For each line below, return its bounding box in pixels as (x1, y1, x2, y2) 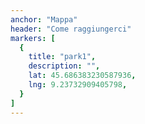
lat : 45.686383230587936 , (28, 71, 137, 81)
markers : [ (10, 33, 56, 43)
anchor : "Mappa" (10, 14, 78, 25)
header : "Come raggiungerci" (10, 24, 132, 34)
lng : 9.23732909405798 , (28, 80, 128, 90)
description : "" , (28, 61, 101, 71)
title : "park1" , (28, 52, 97, 62)
